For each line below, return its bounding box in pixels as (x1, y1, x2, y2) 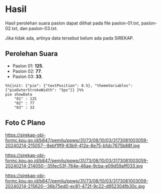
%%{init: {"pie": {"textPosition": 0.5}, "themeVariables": (5, 83, 133, 88)
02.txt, (5, 25, 19, 31)
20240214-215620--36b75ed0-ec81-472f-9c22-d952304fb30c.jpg (5, 183, 145, 189)
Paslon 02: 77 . (12, 68, 42, 74)
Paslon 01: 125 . (12, 62, 44, 68)
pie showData (5, 91, 32, 97)
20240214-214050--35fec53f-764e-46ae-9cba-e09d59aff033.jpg (5, 162, 143, 168)
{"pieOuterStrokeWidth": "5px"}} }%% (5, 87, 84, 92)
